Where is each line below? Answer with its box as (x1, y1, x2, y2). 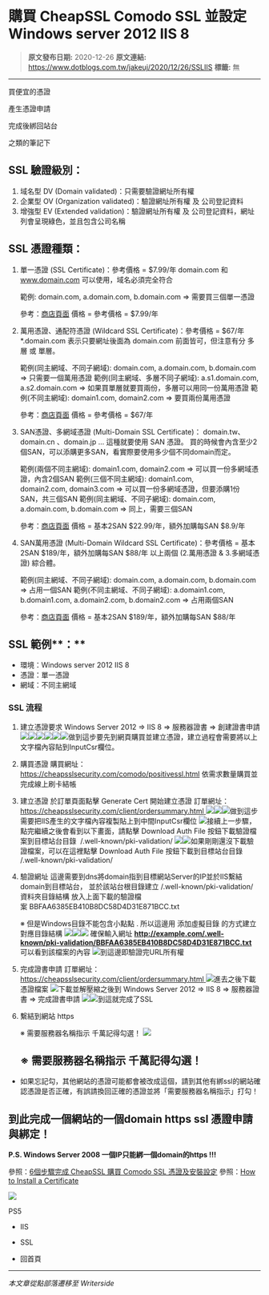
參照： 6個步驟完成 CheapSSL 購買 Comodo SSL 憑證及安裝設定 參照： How (8, 1167, 256, 1177)
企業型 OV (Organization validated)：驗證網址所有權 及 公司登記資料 (19, 196, 244, 206)
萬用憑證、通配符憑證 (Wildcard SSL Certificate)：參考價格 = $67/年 (19, 326, 245, 335)
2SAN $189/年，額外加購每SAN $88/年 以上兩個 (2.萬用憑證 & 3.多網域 (19, 547, 253, 557)
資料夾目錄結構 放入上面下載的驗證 (19, 892, 134, 901)
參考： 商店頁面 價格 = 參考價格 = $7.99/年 (19, 309, 159, 319)
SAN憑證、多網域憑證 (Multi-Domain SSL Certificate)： (19, 427, 202, 436)
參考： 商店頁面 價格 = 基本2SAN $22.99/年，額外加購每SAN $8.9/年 (19, 521, 246, 531)
